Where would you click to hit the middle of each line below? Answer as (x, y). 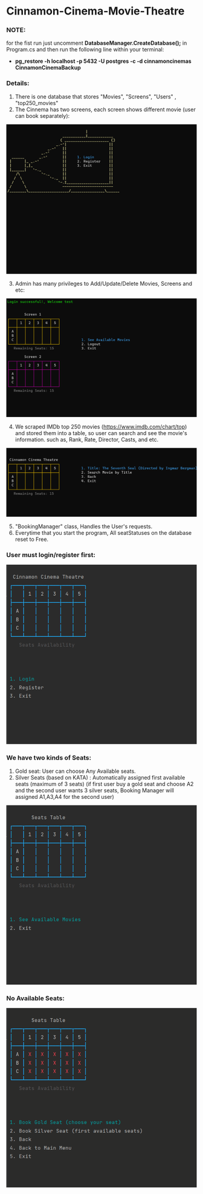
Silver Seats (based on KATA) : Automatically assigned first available (100, 777)
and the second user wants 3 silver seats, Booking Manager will (94, 790)
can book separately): (42, 115)
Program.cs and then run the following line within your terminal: (85, 50)
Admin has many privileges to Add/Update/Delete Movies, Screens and (103, 284)
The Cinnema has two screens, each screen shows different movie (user (105, 109)
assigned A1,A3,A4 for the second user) (65, 796)
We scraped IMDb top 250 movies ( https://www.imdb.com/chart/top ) (101, 427)
